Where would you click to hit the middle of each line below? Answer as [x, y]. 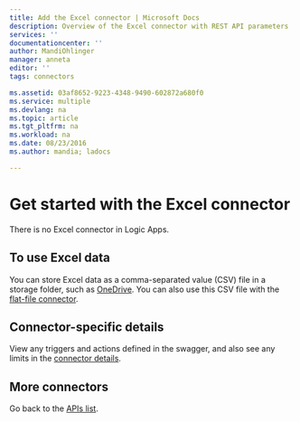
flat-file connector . [44, 298]
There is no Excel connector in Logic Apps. [89, 229]
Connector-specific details [87, 327]
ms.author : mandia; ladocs [60, 152]
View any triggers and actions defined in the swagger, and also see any [142, 349]
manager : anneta [40, 60]
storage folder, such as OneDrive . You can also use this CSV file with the [145, 289]
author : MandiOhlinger [52, 52]
